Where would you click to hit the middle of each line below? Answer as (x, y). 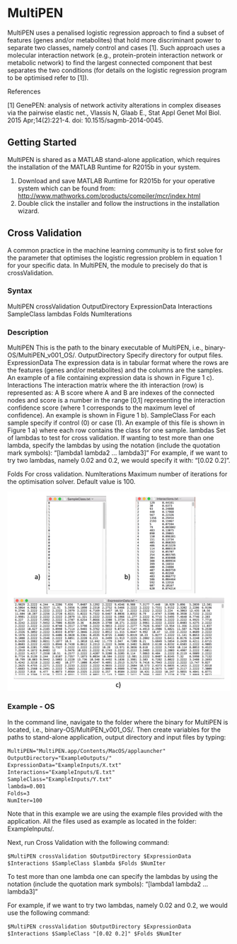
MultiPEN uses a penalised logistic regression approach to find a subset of (116, 33)
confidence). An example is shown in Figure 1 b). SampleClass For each (111, 415)
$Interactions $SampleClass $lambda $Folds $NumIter (87, 863)
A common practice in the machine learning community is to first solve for (115, 250)
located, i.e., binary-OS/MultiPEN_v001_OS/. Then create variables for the (114, 730)
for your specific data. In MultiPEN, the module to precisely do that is (108, 265)
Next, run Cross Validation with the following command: (88, 842)
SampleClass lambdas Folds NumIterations (70, 313)
